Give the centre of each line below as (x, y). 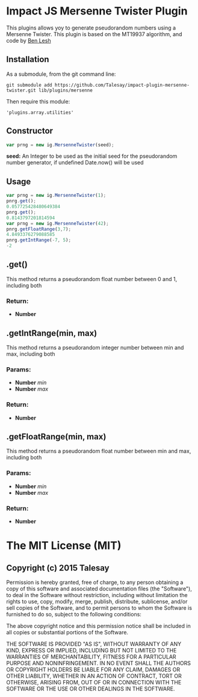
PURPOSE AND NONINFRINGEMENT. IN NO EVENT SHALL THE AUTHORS (99, 663)
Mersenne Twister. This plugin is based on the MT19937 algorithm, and (94, 34)
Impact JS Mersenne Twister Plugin (97, 11)
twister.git (21, 90)
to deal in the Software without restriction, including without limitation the (97, 595)
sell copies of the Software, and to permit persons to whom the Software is (99, 608)
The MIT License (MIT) (64, 546)
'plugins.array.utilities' (40, 113)
